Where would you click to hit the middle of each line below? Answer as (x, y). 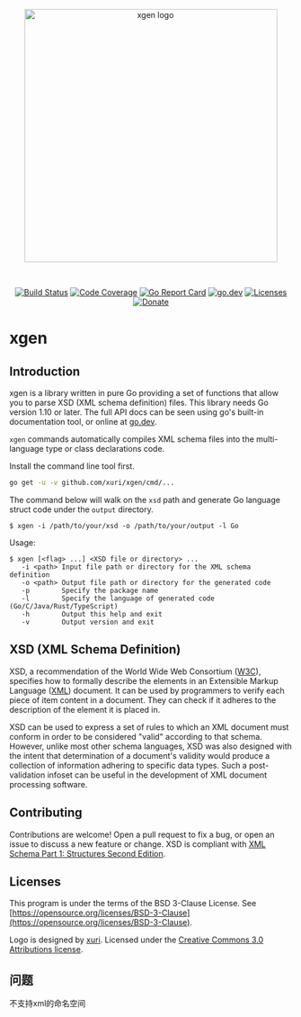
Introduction (45, 371)
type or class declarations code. (105, 449)
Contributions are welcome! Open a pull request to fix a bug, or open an (142, 834)
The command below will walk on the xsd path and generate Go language (145, 499)
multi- (267, 439)
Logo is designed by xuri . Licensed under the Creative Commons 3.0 (137, 940)
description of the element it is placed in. (85, 709)
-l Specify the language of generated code (118, 598)
